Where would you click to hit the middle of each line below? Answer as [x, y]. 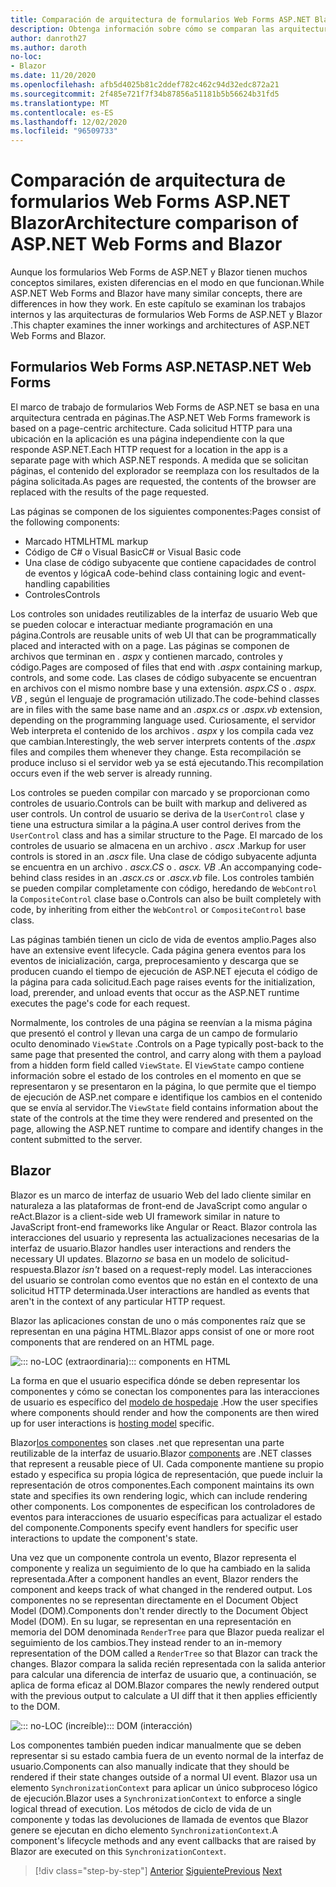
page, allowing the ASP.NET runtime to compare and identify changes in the [167, 1128]
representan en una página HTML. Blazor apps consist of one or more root [162, 1331]
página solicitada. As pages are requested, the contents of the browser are [163, 481]
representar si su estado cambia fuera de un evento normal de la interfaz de [167, 1755]
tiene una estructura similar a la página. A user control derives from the [156, 824]
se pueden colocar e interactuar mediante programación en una [141, 624]
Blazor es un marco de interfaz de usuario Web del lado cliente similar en [161, 1195]
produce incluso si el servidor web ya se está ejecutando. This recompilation [167, 762]
